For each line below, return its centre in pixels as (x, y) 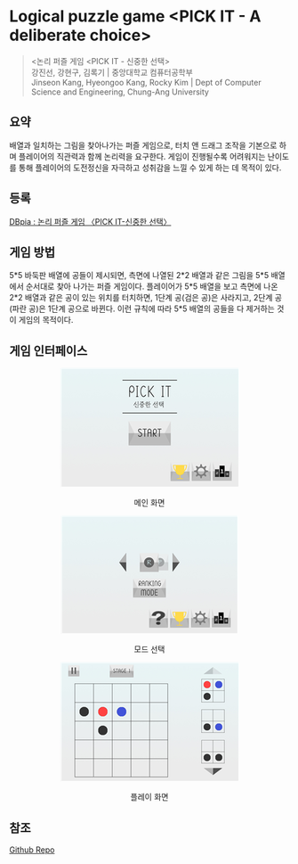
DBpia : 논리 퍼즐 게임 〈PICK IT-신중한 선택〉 (90, 221)
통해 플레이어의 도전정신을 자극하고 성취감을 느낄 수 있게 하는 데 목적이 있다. (150, 168)
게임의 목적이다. (46, 320)
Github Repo (32, 850)
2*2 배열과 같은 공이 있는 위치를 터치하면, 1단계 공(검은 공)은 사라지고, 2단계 (141, 298)
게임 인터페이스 (48, 351)
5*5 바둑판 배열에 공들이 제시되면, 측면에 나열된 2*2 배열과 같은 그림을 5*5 (139, 276)
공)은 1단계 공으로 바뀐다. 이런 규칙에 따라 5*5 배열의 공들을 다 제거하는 (152, 309)
